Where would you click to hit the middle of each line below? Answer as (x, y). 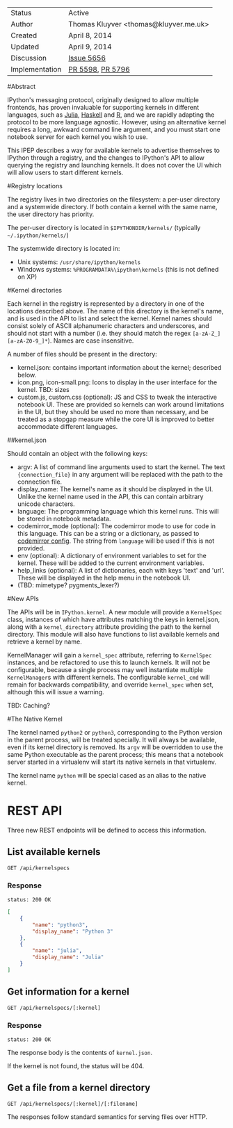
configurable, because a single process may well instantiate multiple (105, 670)
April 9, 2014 (90, 47)
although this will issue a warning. (56, 692)
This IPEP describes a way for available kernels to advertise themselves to (114, 150)
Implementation (36, 69)
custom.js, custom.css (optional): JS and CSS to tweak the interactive (117, 397)
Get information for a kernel (69, 992)
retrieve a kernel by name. (45, 641)
